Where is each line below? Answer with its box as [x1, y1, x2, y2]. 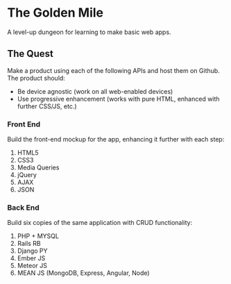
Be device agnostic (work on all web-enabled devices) [17, 87, 173, 95]
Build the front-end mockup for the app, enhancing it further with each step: [7, 135, 225, 144]
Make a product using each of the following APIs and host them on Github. [7, 66, 220, 74]
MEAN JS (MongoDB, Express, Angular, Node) [17, 269, 151, 277]
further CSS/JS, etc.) [17, 102, 78, 110]
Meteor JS [17, 262, 47, 270]
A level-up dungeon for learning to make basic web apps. [7, 28, 171, 36]
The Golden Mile [7, 5, 104, 21]
